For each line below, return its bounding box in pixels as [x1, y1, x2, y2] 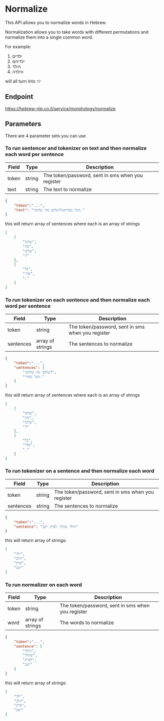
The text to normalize [43, 186, 92, 192]
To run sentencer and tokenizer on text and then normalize [5, 145, 147, 152]
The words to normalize [60, 619, 114, 626]
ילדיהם [12, 58, 25, 64]
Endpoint [5, 93, 33, 101]
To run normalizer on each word [5, 581, 82, 588]
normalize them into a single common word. [5, 34, 94, 40]
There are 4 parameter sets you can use [5, 133, 86, 139]
